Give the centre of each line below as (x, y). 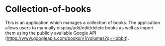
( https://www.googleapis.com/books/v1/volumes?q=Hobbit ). (67, 38)
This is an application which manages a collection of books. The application (83, 23)
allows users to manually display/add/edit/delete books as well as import (80, 27)
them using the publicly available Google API (51, 33)
